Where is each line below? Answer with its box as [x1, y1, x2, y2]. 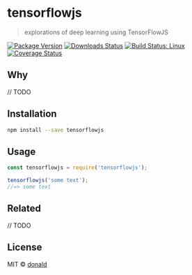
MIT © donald [7, 260, 47, 268]
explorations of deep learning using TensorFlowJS [24, 28, 169, 36]
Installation [7, 108, 57, 120]
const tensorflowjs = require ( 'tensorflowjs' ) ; [7, 164, 148, 172]
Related [7, 202, 42, 214]
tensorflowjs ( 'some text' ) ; [7, 177, 89, 184]
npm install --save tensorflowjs [7, 126, 104, 133]
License [7, 241, 42, 253]
